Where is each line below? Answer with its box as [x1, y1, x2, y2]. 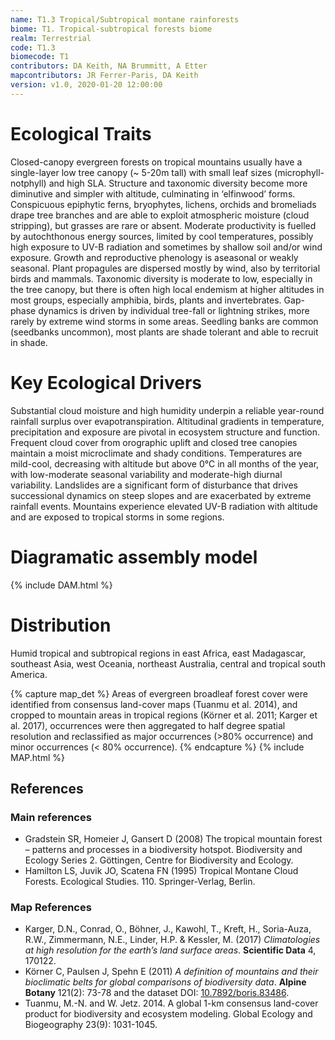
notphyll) [10, 177, 47, 189]
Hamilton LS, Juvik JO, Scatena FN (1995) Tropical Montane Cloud [24, 865, 299, 877]
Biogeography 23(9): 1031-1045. [24, 1019, 158, 1031]
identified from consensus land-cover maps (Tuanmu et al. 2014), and [10, 698, 298, 710]
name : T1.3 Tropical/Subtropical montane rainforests [10, 14, 240, 25]
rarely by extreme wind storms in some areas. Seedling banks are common [10, 315, 319, 327]
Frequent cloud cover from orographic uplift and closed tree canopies [10, 436, 298, 448]
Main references [10, 810, 92, 824]
